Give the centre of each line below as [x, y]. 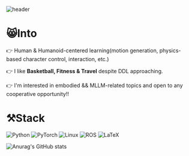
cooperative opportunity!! [38, 94]
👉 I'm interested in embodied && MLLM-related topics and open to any [94, 85]
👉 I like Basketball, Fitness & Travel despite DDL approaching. [85, 71]
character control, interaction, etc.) [66, 59]
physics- [170, 50]
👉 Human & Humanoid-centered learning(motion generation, [82, 50]
